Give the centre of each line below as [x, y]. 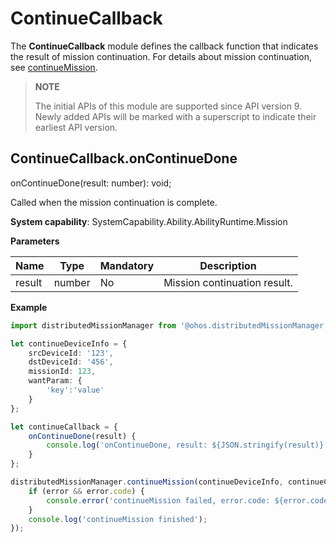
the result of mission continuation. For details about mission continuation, [161, 56]
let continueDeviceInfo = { [69, 343]
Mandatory [127, 265]
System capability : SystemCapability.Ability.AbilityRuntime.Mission [149, 221]
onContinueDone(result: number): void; [91, 183]
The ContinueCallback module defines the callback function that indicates [164, 46]
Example [29, 307]
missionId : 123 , [62, 372]
